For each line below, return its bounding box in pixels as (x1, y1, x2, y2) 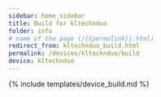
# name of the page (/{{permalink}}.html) (8, 34, 154, 43)
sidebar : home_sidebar (8, 11, 85, 20)
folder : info (8, 27, 53, 35)
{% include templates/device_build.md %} (8, 78, 150, 89)
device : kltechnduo (8, 57, 75, 65)
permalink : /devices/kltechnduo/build (8, 49, 140, 57)
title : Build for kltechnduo (8, 19, 107, 27)
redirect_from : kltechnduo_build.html (8, 42, 140, 50)
